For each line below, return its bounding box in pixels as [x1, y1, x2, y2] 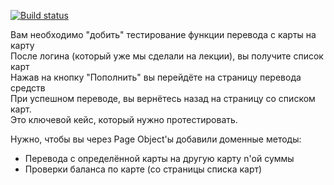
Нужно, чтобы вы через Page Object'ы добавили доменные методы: [10, 133, 302, 145]
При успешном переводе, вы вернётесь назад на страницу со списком [10, 93, 316, 104]
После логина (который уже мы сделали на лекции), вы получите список [10, 50, 324, 62]
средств [10, 82, 46, 94]
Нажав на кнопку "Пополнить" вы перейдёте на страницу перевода [10, 71, 302, 83]
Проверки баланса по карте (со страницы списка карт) [24, 163, 263, 175]
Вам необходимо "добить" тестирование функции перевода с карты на [10, 29, 317, 40]
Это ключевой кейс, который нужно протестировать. [10, 114, 238, 125]
